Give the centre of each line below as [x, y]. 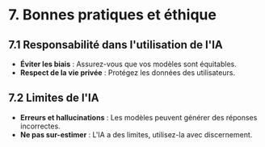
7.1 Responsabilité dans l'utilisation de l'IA [116, 45]
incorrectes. [40, 126]
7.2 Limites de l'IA [54, 98]
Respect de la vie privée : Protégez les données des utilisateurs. [128, 73]
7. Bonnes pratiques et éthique [112, 15]
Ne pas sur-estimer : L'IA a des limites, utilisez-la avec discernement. [136, 134]
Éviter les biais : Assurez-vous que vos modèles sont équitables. [128, 64]
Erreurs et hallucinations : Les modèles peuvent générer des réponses [139, 117]
